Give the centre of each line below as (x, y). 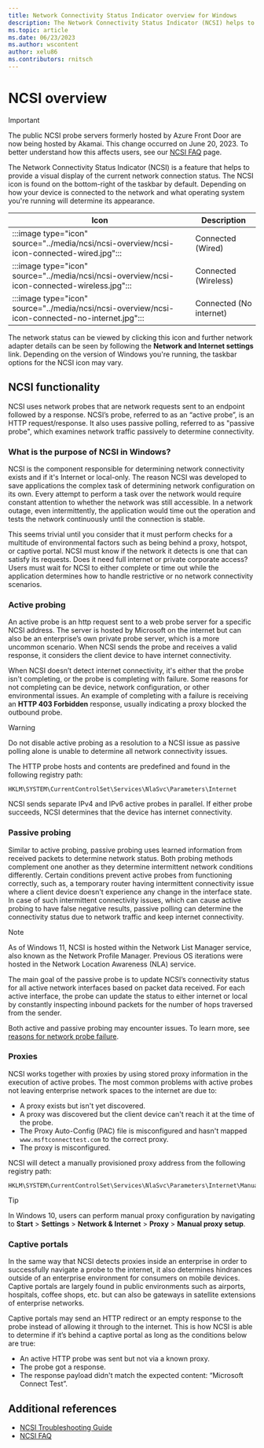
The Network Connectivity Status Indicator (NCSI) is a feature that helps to (129, 167)
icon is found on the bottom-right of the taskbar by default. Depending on (127, 184)
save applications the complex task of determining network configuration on (132, 486)
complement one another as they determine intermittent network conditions (131, 866)
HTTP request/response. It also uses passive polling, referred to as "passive (132, 423)
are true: (22, 1343)
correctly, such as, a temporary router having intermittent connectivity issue (131, 883)
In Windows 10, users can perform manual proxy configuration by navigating (132, 1215)
